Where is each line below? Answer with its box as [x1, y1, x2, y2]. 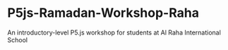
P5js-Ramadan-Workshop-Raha [7, 5, 200, 21]
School [7, 35, 28, 44]
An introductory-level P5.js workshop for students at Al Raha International [7, 28, 221, 37]
